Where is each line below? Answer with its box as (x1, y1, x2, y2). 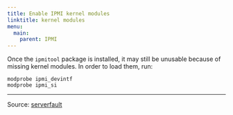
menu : (7, 23, 23, 30)
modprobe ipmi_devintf (7, 76, 73, 83)
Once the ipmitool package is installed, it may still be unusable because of (7, 55, 221, 63)
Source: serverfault (7, 100, 62, 109)
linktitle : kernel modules (7, 17, 85, 24)
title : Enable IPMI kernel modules (7, 10, 110, 17)
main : (13, 29, 30, 37)
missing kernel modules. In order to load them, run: (7, 62, 153, 71)
